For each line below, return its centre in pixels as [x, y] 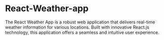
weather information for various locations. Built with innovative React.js [77, 27]
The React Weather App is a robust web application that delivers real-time [80, 22]
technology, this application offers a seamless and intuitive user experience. [82, 32]
